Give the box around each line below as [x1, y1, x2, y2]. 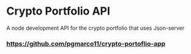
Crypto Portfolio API [6, 4, 110, 18]
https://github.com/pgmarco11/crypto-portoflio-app [6, 39, 166, 48]
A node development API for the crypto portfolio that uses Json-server [6, 24, 185, 32]
